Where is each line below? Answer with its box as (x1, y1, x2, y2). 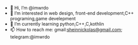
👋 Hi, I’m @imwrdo (10, 5, 49, 11)
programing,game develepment (10, 16, 76, 21)
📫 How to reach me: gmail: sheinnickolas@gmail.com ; (10, 27, 123, 32)
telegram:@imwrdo (10, 34, 50, 40)
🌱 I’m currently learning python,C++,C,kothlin (10, 21, 105, 27)
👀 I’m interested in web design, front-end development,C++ (10, 10, 134, 16)
